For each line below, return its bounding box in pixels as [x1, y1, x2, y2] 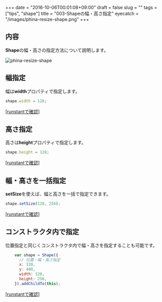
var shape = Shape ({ [14, 252, 58, 258]
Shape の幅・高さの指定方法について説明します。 [5, 47, 109, 53]
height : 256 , [18, 276, 47, 282]
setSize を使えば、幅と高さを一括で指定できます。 [5, 191, 111, 197]
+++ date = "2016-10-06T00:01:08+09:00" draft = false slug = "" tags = [5, 5, 157, 10]
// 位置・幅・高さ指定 [18, 257, 60, 262]
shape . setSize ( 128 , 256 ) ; [5, 201, 60, 206]
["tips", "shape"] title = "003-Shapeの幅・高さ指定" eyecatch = [5, 10, 139, 16]
